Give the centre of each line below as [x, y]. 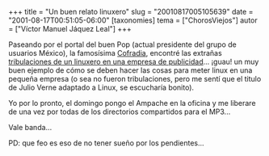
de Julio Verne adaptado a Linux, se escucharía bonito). [101, 87]
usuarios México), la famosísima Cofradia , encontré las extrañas [115, 53]
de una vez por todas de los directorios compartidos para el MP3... [120, 112]
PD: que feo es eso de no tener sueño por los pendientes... [106, 143]
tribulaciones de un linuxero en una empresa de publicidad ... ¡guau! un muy [134, 61]
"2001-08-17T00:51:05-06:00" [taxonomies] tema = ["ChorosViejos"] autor [133, 20]
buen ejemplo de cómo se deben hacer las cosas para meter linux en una [130, 70]
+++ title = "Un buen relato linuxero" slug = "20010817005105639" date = [131, 12]
